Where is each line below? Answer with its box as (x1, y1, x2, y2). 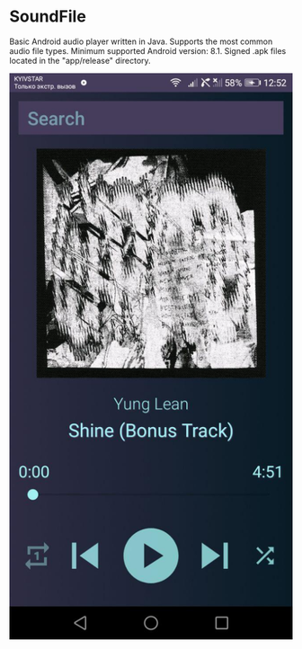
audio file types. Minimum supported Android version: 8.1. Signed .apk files (9, 45, 287, 56)
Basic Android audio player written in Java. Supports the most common (9, 36, 273, 47)
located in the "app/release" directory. (9, 55, 151, 66)
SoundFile (9, 6, 87, 27)
